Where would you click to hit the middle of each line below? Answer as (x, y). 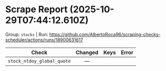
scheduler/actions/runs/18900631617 (44, 40)
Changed (87, 52)
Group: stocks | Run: (27, 34)
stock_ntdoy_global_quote (39, 61)
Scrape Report (37, 9)
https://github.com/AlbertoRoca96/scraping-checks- (105, 34)
